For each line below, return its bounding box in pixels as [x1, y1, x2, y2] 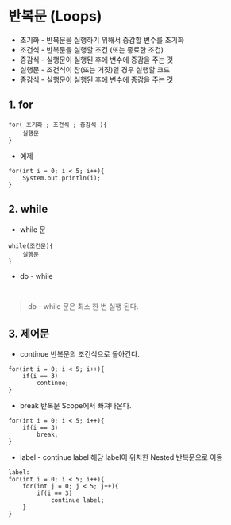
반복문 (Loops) [8, 7, 102, 25]
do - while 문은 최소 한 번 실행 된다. [27, 301, 139, 311]
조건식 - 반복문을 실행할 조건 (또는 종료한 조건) [19, 44, 164, 54]
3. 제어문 [8, 326, 50, 340]
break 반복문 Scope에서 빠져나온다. [19, 401, 133, 411]
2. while [8, 203, 48, 216]
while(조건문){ [8, 241, 54, 250]
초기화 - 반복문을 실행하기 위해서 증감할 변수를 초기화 [19, 35, 185, 44]
